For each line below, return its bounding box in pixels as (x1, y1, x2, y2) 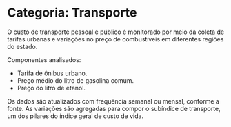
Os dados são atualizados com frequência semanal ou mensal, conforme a (7, 97, 219, 105)
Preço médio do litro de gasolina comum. (17, 76, 134, 84)
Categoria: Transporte (7, 5, 137, 21)
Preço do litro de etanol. (17, 84, 86, 92)
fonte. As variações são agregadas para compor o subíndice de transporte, (7, 104, 221, 113)
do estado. (7, 42, 38, 50)
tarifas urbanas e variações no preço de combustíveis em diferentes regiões (7, 35, 224, 43)
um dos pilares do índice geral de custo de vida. (7, 112, 143, 120)
